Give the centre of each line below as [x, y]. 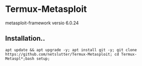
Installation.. [25, 38]
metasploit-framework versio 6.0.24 [42, 23]
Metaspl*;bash [20, 59]
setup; [43, 59]
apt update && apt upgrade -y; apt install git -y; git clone [71, 50]
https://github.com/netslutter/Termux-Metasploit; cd [62, 54]
